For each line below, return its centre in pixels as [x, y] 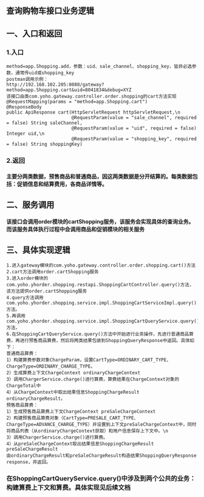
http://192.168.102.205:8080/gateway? [55, 85]
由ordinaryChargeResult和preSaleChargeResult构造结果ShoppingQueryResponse [101, 456]
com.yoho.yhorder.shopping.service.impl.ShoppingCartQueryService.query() [103, 321]
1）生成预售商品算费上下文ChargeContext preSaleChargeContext [81, 412]
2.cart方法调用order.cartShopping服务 [53, 272]
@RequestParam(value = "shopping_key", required [134, 139]
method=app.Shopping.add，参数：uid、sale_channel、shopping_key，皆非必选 [99, 67]
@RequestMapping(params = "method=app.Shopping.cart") [77, 102]
